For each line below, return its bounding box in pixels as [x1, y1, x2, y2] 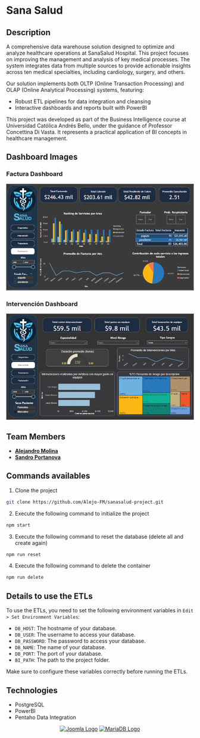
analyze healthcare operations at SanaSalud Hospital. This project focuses [6, 49, 189, 57]
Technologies [6, 685, 58, 695]
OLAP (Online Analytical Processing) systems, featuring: [6, 86, 144, 93]
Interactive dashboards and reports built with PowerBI [14, 104, 148, 111]
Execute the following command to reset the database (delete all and [14, 533, 183, 540]
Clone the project [14, 486, 58, 494]
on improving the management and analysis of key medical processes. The [6, 56, 190, 63]
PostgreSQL [14, 701, 45, 708]
